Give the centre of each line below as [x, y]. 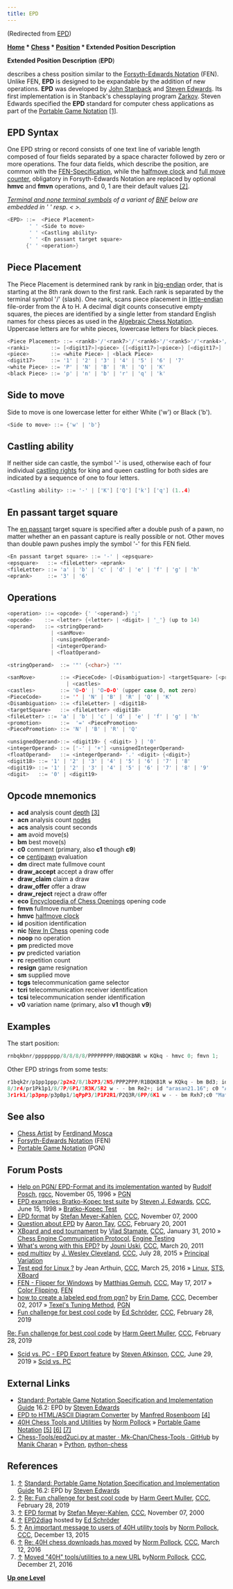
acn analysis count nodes [54, 820]
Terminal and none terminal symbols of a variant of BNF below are [103, 200]
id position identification [52, 923]
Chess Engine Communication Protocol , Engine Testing [96, 1239]
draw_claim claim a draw [53, 879]
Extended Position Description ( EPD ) [61, 61]
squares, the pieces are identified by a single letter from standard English [112, 314]
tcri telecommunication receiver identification [82, 990]
